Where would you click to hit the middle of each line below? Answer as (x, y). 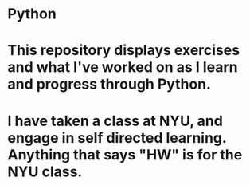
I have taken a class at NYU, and (115, 121)
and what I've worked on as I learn (123, 67)
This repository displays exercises (124, 51)
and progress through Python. (109, 84)
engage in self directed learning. (117, 138)
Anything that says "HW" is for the (125, 154)
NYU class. (45, 171)
